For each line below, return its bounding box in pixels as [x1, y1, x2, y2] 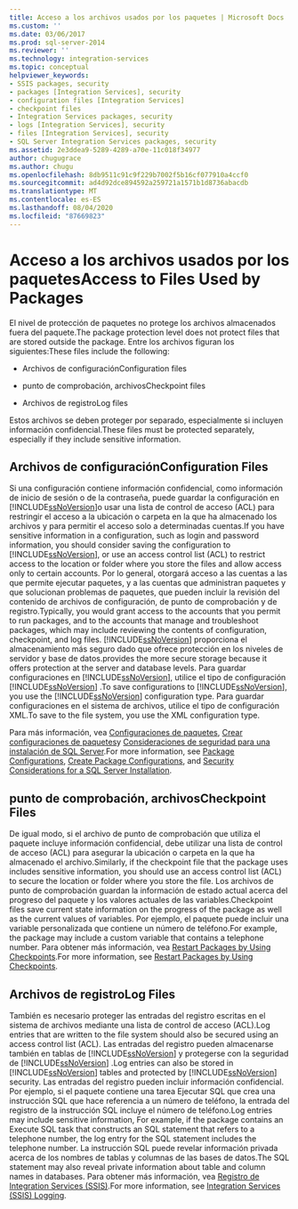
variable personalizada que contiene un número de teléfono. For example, [9, 923, 278, 934]
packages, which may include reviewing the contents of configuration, [9, 625, 267, 636]
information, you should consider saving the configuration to [9, 540, 231, 550]
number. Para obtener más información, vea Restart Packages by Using [9, 942, 271, 953]
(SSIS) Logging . [9, 1190, 67, 1200]
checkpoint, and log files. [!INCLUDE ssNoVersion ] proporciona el [9, 634, 247, 645]
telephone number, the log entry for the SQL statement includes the [9, 1133, 257, 1144]
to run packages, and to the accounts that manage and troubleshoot [9, 615, 259, 626]
